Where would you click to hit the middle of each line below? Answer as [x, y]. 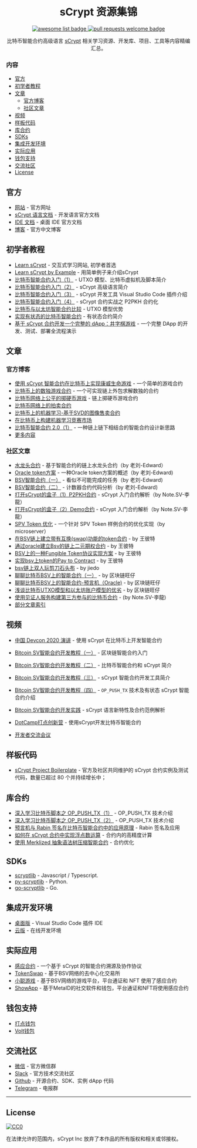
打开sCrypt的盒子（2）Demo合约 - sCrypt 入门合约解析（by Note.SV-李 [101, 509]
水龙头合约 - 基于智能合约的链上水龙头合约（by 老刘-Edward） [90, 465]
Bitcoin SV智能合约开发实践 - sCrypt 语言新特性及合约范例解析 [90, 710]
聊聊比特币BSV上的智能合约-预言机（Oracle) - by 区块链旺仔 [87, 582]
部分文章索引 [30, 605]
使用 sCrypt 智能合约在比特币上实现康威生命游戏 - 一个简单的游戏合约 [99, 383]
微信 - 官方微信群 [35, 1066]
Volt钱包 [25, 1031]
